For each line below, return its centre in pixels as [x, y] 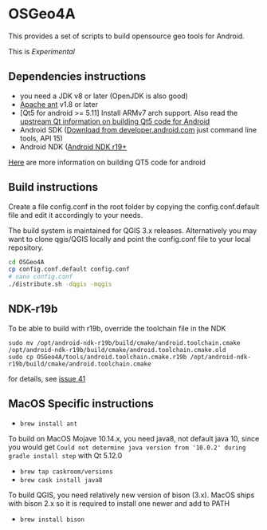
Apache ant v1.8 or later [59, 104]
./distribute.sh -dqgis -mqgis [60, 284]
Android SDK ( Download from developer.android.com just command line [138, 129]
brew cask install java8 [61, 480]
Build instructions [53, 187]
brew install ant [49, 424]
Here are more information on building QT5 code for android [107, 162]
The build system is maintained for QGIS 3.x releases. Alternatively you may [133, 230]
